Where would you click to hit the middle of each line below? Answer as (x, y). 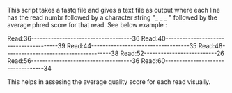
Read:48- (212, 46)
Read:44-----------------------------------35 (132, 46)
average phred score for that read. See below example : (87, 25)
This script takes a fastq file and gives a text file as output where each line (114, 10)
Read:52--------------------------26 (172, 53)
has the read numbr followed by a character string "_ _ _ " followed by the (113, 17)
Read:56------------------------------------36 (74, 61)
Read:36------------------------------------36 (74, 38)
